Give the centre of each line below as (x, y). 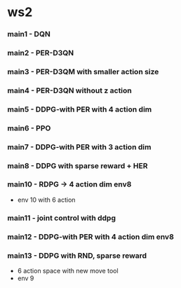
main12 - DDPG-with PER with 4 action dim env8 (90, 237)
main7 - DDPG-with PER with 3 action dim (79, 146)
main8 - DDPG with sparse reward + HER (78, 165)
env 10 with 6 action (46, 200)
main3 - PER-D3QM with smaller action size (83, 71)
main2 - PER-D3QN (41, 53)
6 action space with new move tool (68, 271)
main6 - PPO (29, 128)
